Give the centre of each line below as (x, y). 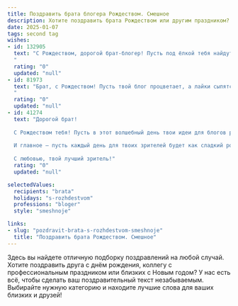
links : (17, 224)
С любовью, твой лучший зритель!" (64, 159)
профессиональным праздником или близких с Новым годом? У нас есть (119, 272)
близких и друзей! (35, 295)
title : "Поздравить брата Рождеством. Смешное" (85, 237)
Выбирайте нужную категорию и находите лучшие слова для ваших (110, 287)
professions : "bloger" (47, 205)
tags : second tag (33, 34)
